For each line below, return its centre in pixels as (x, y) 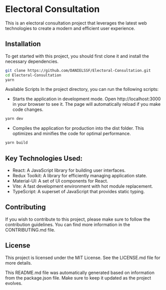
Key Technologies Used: (44, 158)
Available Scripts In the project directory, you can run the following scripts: (82, 89)
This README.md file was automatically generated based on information (80, 273)
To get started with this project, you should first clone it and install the (77, 56)
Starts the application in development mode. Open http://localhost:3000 (86, 99)
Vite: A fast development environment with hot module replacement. (83, 186)
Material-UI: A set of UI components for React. (60, 181)
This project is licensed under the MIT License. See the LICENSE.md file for (83, 258)
